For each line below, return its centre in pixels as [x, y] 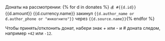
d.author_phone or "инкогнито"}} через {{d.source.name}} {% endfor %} [80, 19]
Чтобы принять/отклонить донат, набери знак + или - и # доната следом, [83, 28]
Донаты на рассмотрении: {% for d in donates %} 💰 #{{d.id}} [71, 7]
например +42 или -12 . [29, 33]
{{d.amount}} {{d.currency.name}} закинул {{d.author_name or [70, 13]
